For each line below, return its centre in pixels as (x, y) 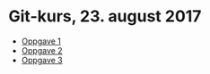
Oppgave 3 (42, 60)
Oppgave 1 (41, 41)
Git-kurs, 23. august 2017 (105, 16)
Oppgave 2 (42, 50)
